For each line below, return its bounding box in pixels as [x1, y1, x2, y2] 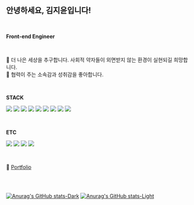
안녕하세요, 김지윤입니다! [6, 5, 91, 16]
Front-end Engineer [6, 33, 55, 40]
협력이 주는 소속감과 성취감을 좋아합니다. [11, 71, 104, 78]
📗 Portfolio [6, 163, 32, 170]
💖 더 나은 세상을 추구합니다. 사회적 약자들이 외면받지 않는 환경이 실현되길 [6, 56, 172, 63]
